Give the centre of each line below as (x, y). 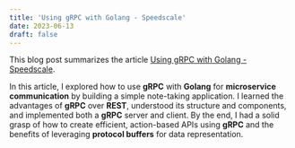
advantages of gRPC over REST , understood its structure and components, (148, 106)
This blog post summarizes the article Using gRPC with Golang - (128, 60)
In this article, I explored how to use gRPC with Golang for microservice (143, 87)
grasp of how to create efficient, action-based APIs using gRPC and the (142, 125)
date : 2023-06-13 (42, 26)
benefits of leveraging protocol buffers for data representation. (126, 135)
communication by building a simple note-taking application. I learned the (147, 96)
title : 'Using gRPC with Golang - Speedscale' (98, 17)
